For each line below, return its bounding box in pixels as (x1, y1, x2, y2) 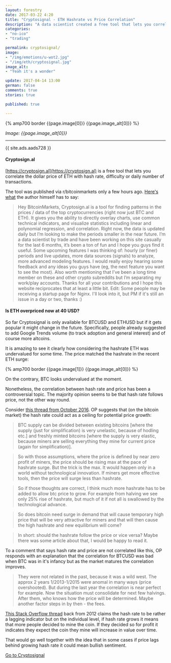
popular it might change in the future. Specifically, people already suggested (5, 324, 166, 330)
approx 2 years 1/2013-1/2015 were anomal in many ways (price (17, 579, 152, 585)
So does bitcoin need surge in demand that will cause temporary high (17, 511, 164, 517)
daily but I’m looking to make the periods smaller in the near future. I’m (17, 231, 166, 237)
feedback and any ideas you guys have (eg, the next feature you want (17, 264, 164, 270)
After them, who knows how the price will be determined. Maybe (17, 595, 154, 601)
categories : (5, 27, 31, 32)
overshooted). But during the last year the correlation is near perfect (17, 584, 161, 590)
